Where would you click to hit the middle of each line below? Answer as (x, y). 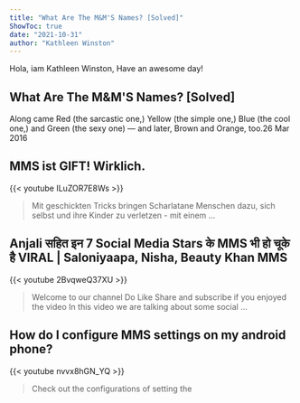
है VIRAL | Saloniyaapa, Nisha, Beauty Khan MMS (148, 258)
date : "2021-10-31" (46, 34)
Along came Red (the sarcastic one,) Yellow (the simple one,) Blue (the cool (150, 119)
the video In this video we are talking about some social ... (140, 306)
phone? (31, 349)
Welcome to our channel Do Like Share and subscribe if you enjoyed (159, 297)
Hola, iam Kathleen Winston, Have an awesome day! (106, 69)
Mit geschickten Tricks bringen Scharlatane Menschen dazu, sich (153, 205)
